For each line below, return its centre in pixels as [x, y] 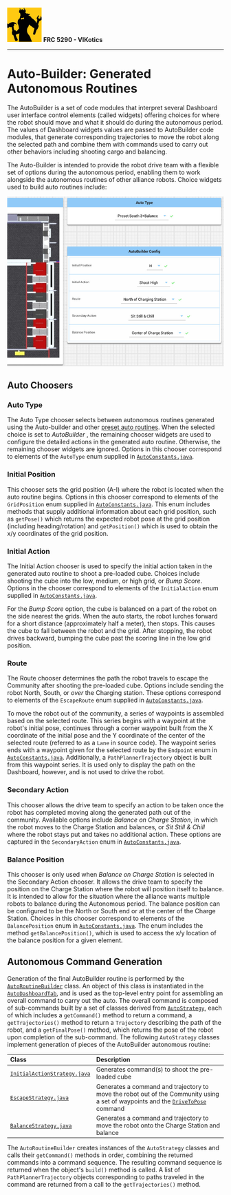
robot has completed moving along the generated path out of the [99, 812]
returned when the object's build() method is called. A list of [94, 1170]
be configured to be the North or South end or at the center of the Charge [111, 911]
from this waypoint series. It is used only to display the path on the [101, 765]
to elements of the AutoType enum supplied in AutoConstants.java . [101, 457]
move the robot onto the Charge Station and [158, 1125]
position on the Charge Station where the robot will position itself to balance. [115, 889]
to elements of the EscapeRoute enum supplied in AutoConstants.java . [105, 700]
